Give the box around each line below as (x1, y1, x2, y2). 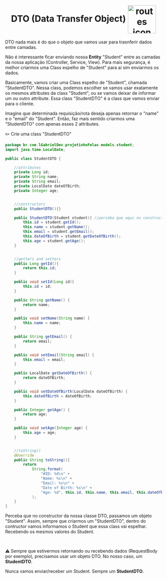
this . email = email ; (23, 357, 66, 362)
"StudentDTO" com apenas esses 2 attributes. (5, 121, 100, 127)
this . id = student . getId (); (23, 220, 81, 225)
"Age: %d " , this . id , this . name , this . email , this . (40, 490, 148, 495)
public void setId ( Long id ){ (14, 279, 75, 284)
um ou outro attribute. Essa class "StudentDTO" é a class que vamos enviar (5, 95, 160, 101)
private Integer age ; (14, 188, 59, 193)
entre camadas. (5, 44, 37, 50)
